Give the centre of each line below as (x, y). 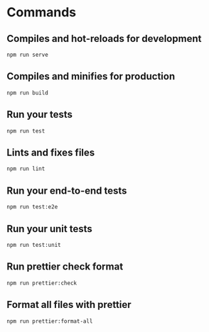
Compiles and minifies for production (91, 76)
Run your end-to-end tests (67, 190)
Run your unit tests (50, 229)
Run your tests (39, 115)
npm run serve (28, 55)
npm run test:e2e (32, 207)
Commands (42, 12)
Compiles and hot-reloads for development (104, 39)
